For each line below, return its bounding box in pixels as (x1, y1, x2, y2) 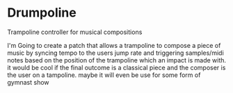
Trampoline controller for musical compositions (7, 28, 143, 36)
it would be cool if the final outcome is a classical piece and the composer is (7, 63, 226, 71)
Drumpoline (7, 5, 77, 21)
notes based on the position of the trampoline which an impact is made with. (7, 56, 227, 64)
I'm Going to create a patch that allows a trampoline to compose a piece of (7, 41, 221, 49)
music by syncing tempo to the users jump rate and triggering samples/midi (7, 49, 224, 57)
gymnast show (7, 78, 50, 86)
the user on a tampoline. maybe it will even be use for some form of (7, 71, 201, 79)
